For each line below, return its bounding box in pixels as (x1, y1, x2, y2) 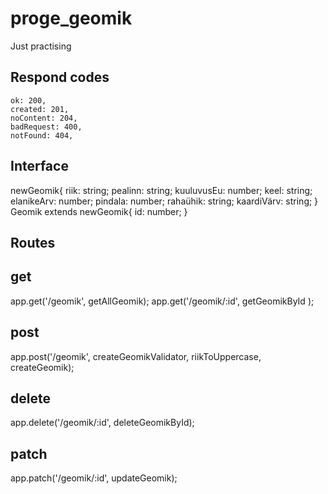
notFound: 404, (10, 130, 74, 141)
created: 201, (10, 104, 70, 114)
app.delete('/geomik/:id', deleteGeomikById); (10, 417, 195, 429)
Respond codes (10, 69, 110, 86)
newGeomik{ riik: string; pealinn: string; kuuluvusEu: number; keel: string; (10, 184, 313, 196)
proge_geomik (10, 7, 133, 30)
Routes (10, 234, 56, 251)
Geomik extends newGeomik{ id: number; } (10, 205, 188, 217)
